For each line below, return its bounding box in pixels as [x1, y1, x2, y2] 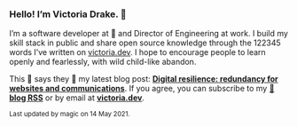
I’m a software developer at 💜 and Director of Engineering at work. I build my [9, 28, 288, 39]
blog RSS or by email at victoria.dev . [9, 92, 145, 103]
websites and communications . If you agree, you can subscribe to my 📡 [9, 83, 275, 94]
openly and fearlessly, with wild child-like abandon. [9, 57, 197, 67]
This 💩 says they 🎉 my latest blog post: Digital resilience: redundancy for [9, 74, 278, 84]
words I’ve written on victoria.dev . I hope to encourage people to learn [9, 47, 266, 58]
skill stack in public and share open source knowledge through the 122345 [9, 37, 281, 48]
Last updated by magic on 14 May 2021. [9, 110, 130, 119]
